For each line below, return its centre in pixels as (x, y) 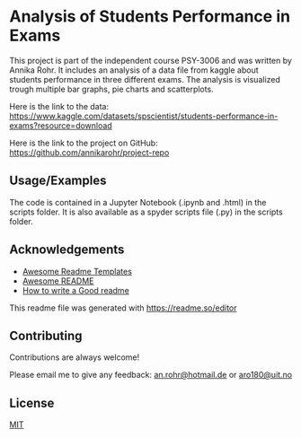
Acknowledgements (67, 250)
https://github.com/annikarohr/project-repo (89, 152)
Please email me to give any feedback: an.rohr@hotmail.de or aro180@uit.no (151, 375)
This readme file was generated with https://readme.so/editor (123, 308)
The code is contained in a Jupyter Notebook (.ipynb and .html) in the (138, 202)
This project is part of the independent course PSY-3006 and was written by (150, 60)
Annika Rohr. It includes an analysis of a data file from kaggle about (134, 70)
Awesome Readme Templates (77, 271)
